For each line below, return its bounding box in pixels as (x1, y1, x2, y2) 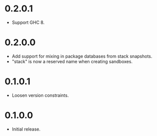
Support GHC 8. (11, 19, 45, 25)
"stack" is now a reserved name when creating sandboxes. (11, 58, 133, 65)
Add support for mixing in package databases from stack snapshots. (11, 53, 153, 59)
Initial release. (11, 126, 41, 132)
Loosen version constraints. (11, 92, 69, 98)
